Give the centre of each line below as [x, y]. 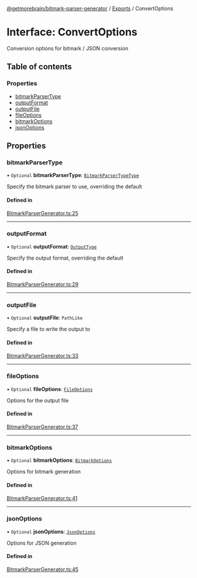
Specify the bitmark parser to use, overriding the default [74, 186]
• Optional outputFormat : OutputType [52, 246]
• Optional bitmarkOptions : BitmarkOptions [59, 460]
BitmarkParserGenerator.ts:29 [42, 284]
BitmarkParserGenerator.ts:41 [42, 498]
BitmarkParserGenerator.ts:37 [42, 427]
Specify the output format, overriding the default [65, 258]
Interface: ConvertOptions [72, 32]
